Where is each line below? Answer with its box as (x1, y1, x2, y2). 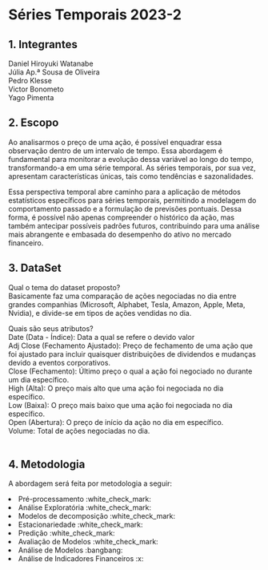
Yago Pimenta (8, 93, 54, 102)
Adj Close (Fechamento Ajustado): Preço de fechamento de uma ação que (8, 341, 254, 350)
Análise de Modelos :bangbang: (18, 545, 123, 555)
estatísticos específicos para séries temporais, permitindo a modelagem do (8, 195, 257, 205)
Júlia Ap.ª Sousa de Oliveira (8, 67, 100, 77)
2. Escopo (8, 116, 59, 130)
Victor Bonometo (8, 84, 64, 94)
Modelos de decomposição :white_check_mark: (18, 511, 176, 521)
